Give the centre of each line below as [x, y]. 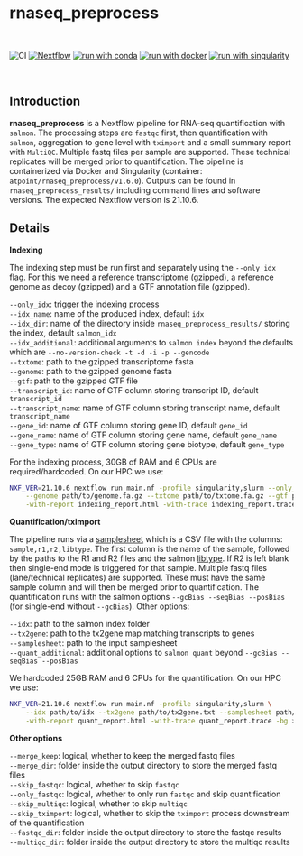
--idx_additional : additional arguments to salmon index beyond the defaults [151, 342]
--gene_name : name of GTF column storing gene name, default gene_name [143, 435]
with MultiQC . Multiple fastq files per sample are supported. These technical [150, 152]
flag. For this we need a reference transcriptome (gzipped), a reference [142, 277]
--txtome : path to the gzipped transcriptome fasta [101, 361]
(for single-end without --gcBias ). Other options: [100, 606]
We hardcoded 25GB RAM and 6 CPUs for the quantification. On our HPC [146, 678]
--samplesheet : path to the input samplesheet [93, 643]
